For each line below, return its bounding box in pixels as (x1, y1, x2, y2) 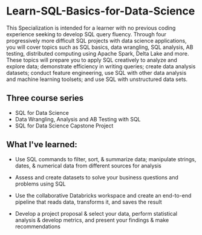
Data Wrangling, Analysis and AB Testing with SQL (15, 115, 141, 123)
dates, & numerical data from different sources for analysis (15, 162, 161, 169)
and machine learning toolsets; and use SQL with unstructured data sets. (6, 76, 188, 83)
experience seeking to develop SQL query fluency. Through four (6, 30, 167, 37)
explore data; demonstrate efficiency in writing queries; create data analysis (6, 62, 196, 70)
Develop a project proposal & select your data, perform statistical (15, 210, 177, 217)
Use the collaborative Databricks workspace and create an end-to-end (15, 192, 192, 199)
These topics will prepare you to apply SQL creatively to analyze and (6, 56, 177, 63)
